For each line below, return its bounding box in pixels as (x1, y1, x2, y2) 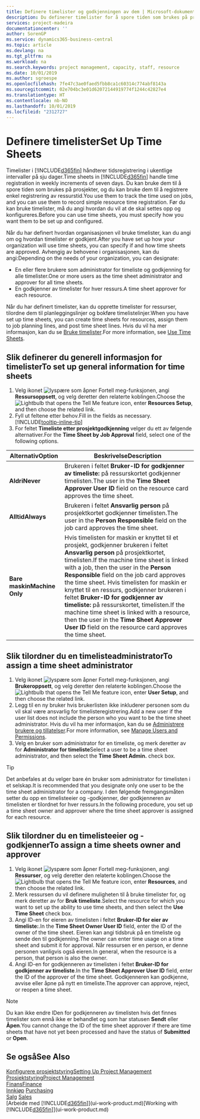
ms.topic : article (6, 42, 52, 48)
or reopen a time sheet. (14, 986, 73, 993)
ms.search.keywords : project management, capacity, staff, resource (6, 64, 180, 70)
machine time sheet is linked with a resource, (64, 608, 190, 617)
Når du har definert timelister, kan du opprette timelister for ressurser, (6, 303, 177, 311)
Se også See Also (6, 1052, 70, 1062)
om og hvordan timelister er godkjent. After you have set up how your (6, 235, 175, 243)
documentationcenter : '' (6, 25, 68, 32)
